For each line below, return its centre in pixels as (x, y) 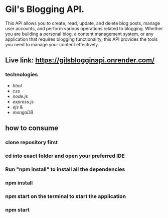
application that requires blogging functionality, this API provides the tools (81, 39)
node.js (20, 96)
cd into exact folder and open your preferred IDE (65, 156)
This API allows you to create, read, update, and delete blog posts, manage (83, 23)
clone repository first (32, 142)
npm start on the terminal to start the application (66, 196)
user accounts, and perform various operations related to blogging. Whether (84, 28)
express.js (23, 101)
